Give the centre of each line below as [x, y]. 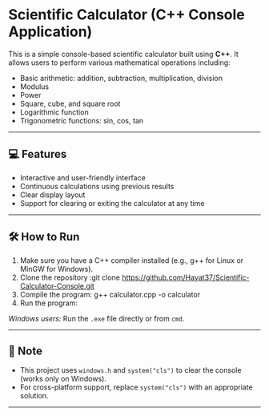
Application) [50, 32]
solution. [34, 396]
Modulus [34, 87]
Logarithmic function [54, 112]
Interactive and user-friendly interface [82, 177]
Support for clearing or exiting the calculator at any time [112, 203]
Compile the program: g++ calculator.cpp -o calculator [110, 294]
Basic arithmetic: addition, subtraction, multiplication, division [121, 78]
